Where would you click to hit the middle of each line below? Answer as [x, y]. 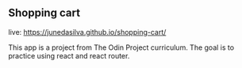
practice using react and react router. [69, 55]
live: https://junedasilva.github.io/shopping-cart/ [87, 32]
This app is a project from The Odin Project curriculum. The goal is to [121, 47]
